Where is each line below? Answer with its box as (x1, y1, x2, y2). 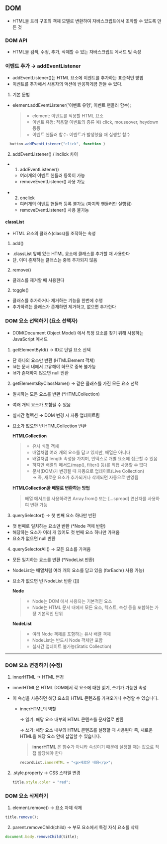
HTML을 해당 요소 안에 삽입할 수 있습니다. (19, 733, 101, 739)
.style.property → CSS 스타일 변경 (12, 770, 81, 776)
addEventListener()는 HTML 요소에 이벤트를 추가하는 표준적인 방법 (12, 75, 144, 81)
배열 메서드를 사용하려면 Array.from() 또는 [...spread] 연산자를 (24, 495, 147, 501)
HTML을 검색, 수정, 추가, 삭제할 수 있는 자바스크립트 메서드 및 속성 (12, 49, 142, 55)
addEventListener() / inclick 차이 (12, 151, 78, 157)
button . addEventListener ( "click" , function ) (9, 142, 106, 147)
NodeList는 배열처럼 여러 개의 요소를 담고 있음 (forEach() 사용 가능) (12, 567, 145, 573)
